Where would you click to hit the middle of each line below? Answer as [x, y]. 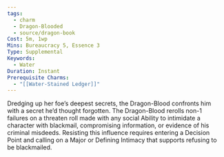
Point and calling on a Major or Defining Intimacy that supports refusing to [112, 140]
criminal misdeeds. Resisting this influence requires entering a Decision [109, 133]
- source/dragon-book [44, 33]
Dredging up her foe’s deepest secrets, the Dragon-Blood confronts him [109, 103]
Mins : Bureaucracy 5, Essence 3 [53, 45]
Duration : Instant [33, 71]
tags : [15, 13]
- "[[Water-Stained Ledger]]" [57, 84]
